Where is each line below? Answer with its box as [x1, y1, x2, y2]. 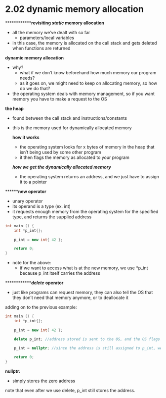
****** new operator [5, 188, 46, 194]
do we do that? [19, 85, 50, 91]
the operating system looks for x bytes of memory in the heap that [19, 144, 155, 149]
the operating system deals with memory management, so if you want [12, 91, 155, 97]
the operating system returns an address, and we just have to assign [19, 173, 160, 179]
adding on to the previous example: [5, 304, 78, 310]
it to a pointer [19, 179, 47, 185]
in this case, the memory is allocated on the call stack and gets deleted [12, 40, 157, 46]
